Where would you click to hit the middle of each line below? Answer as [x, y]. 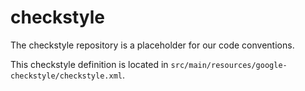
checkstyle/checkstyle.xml [66, 76]
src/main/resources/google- [229, 65]
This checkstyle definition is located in [89, 64]
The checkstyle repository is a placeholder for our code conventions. [152, 45]
